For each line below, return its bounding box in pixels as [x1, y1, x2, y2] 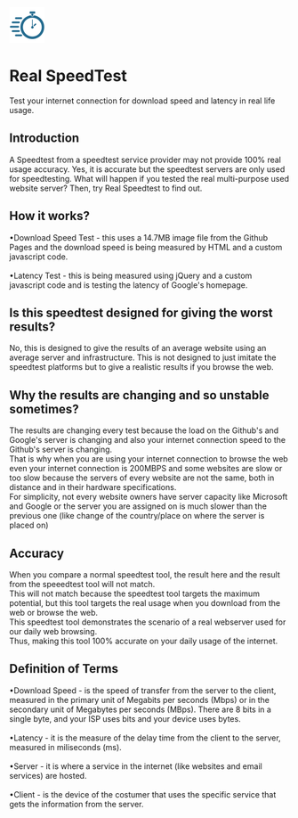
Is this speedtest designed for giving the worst [9, 305, 273, 320]
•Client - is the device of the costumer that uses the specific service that [9, 789, 277, 799]
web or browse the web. [9, 608, 99, 618]
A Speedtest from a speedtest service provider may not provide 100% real [9, 154, 282, 165]
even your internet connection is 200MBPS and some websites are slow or [9, 463, 283, 474]
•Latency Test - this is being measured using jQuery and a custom [9, 270, 253, 281]
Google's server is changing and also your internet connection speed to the [9, 435, 286, 446]
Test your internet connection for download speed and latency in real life [9, 95, 276, 106]
